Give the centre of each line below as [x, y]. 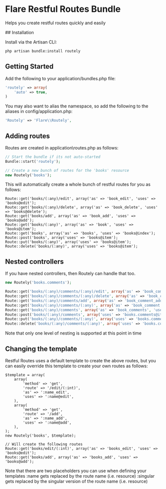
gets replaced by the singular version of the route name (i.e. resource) [77, 481]
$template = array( [25, 375]
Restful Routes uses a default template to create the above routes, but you [81, 360]
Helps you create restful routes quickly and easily [56, 23]
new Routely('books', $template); [41, 436]
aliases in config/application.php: [39, 111]
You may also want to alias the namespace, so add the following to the [77, 106]
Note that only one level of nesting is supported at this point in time [73, 333]
